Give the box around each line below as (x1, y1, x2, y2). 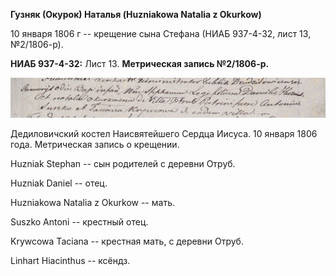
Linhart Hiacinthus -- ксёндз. (10, 255, 131, 267)
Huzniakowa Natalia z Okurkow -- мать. (10, 197, 175, 209)
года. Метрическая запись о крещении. (10, 139, 180, 151)
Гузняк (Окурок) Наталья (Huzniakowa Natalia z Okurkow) (10, 9, 262, 20)
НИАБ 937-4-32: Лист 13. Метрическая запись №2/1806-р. (10, 58, 270, 69)
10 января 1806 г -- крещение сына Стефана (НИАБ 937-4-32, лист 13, (10, 28, 312, 39)
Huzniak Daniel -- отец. (10, 177, 108, 189)
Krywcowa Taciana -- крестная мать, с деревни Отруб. (10, 235, 244, 248)
